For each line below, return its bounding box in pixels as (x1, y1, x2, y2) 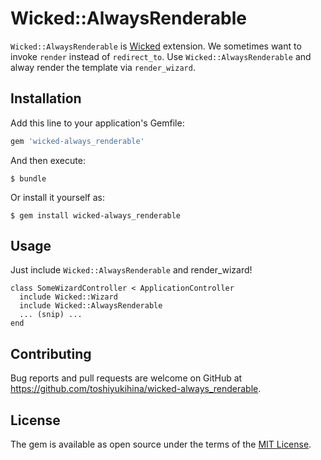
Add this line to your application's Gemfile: (10, 117, 185, 129)
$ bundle (10, 173, 47, 184)
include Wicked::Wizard (19, 292, 118, 302)
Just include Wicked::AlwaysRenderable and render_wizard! (10, 264, 253, 276)
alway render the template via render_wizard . (10, 61, 196, 73)
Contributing (10, 345, 92, 362)
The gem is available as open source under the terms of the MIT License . (10, 438, 312, 451)
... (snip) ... (19, 310, 83, 320)
